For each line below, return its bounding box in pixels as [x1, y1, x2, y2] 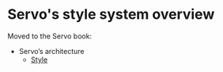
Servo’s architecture [18, 46, 85, 56]
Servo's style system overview [7, 5, 215, 23]
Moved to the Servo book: [7, 31, 93, 41]
